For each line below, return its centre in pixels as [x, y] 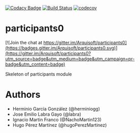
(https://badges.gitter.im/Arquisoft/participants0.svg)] [61, 48]
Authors [23, 95]
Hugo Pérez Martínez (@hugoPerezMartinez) [60, 125]
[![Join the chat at [24, 42]
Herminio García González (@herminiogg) [56, 109]
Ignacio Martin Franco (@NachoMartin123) [57, 119]
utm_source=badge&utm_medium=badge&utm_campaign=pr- [70, 59]
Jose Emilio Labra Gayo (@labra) [47, 114]
